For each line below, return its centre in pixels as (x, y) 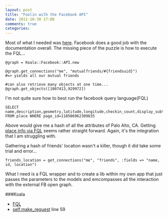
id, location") (21, 165)
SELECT (12, 107)
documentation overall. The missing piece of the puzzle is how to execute (81, 48)
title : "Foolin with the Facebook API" (47, 15)
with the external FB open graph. (39, 185)
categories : (17, 29)
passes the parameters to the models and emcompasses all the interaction (82, 179)
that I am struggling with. (31, 136)
